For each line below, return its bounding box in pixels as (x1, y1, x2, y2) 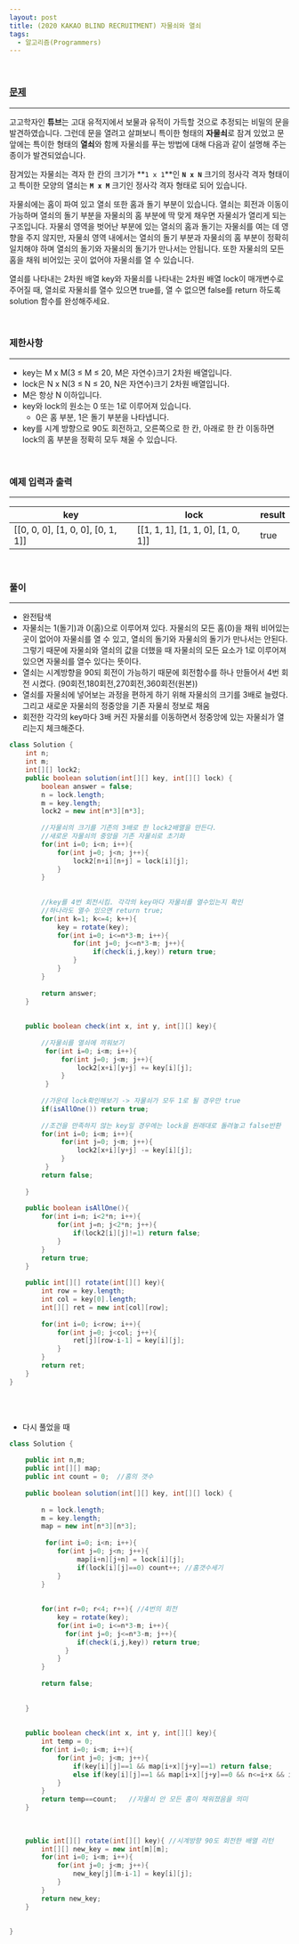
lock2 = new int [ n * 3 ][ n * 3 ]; (41, 807, 145, 816)
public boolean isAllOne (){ (25, 1204, 129, 1213)
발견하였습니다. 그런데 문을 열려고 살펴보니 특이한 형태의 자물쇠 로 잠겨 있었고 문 (9, 127, 285, 138)
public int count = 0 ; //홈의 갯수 (25, 1472, 154, 1481)
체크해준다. (45, 722, 85, 734)
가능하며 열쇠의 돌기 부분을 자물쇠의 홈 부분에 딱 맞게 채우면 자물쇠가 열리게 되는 (9, 210, 287, 221)
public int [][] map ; (25, 1464, 101, 1473)
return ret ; (41, 1361, 86, 1370)
